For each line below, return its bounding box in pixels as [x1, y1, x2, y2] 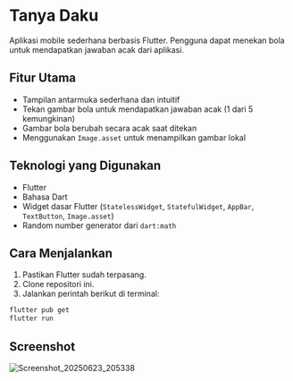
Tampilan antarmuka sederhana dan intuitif [21, 94, 180, 105]
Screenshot [9, 339, 76, 354]
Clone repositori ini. [21, 279, 95, 290]
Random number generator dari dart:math [21, 220, 177, 231]
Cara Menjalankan [9, 245, 113, 260]
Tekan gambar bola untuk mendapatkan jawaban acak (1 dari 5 [21, 104, 254, 114]
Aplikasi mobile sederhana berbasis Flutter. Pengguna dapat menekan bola [9, 35, 285, 46]
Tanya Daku [9, 5, 99, 26]
